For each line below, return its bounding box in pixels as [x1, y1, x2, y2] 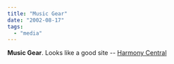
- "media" [13, 29, 42, 37]
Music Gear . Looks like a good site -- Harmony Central [7, 49, 167, 57]
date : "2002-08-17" [7, 17, 65, 24]
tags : [7, 23, 23, 30]
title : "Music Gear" [7, 10, 68, 17]
